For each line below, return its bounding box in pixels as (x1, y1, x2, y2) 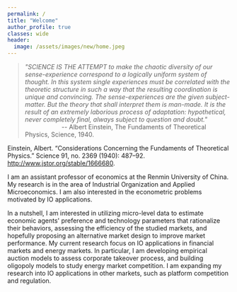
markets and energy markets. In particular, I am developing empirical (7, 247, 207, 255)
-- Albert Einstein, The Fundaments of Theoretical (61, 123, 207, 131)
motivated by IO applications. (7, 195, 93, 204)
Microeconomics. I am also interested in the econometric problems (7, 188, 202, 196)
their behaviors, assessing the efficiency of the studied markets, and (7, 224, 207, 232)
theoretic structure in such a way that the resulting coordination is (24, 86, 218, 93)
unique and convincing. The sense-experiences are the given (24, 93, 204, 101)
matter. (24, 100, 46, 108)
